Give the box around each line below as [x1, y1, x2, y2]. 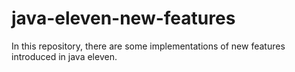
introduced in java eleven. [11, 50, 118, 62]
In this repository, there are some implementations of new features [11, 40, 286, 52]
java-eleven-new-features [11, 7, 236, 30]
